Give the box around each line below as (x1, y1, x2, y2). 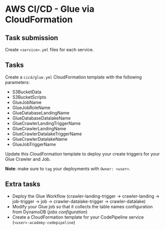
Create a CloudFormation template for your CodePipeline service (12, 214, 144, 220)
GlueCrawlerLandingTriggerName (12, 120, 81, 126)
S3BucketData (12, 89, 42, 95)
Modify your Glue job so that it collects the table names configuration (12, 203, 153, 209)
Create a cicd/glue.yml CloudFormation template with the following (5, 74, 142, 80)
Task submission (5, 34, 58, 42)
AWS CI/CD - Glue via (5, 3, 95, 15)
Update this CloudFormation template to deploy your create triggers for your (5, 151, 160, 156)
